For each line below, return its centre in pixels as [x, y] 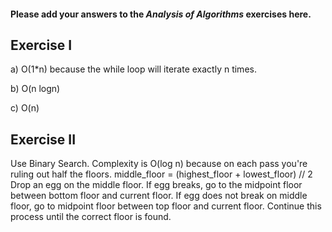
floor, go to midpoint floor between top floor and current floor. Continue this [166, 206]
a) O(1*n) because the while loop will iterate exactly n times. [133, 69]
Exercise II [43, 139]
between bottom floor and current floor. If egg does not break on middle [159, 196]
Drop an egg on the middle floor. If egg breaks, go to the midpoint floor [156, 185]
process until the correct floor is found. [91, 217]
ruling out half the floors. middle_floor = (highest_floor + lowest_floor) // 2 [161, 174]
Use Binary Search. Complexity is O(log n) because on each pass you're [159, 164]
